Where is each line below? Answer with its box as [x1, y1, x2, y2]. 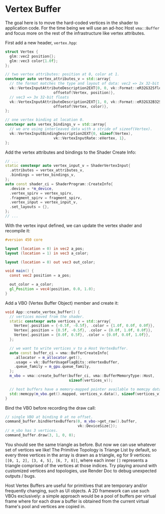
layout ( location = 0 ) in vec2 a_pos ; [5, 246, 84, 251]
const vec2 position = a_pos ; [9, 273, 71, 278]
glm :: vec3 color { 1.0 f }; [9, 58, 58, 64]
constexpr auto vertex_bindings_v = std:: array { [5, 122, 107, 127]
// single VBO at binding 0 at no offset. [5, 415, 93, 419]
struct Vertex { [5, 49, 38, 54]
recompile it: [5, 227, 30, 233]
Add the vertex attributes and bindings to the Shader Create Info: [5, 149, 137, 155]
